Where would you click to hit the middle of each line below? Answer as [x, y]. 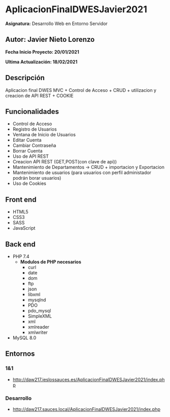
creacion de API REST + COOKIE [39, 95]
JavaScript [24, 228]
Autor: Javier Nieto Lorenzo [50, 40]
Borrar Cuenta [27, 151]
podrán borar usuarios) [37, 178]
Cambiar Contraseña [34, 145]
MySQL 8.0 [24, 338]
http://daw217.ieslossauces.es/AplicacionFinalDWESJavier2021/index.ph [89, 379]
